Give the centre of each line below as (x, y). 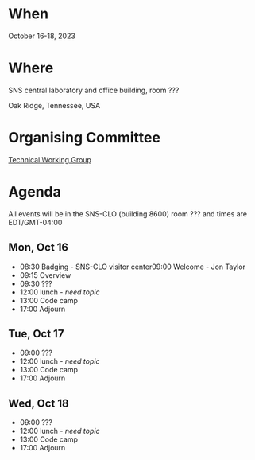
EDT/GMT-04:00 (35, 222)
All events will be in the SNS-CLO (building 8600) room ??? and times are (128, 214)
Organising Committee (85, 138)
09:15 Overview (45, 275)
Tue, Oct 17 (36, 334)
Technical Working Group (50, 159)
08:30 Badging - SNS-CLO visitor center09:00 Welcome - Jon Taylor (133, 267)
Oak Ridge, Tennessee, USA (54, 105)
